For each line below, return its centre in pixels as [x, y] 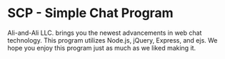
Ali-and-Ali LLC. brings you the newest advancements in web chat [105, 33]
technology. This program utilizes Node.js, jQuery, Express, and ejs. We [112, 40]
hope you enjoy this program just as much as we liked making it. [102, 48]
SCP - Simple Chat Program [90, 13]
